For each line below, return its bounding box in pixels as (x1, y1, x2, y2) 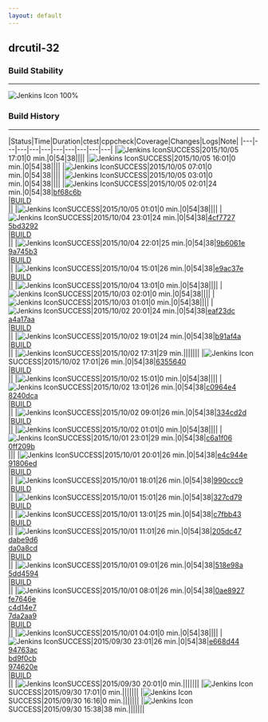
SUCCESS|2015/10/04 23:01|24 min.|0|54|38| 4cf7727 (57, 212, 235, 222)
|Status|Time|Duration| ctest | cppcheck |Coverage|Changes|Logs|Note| (8, 136, 239, 146)
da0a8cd (8, 543, 38, 553)
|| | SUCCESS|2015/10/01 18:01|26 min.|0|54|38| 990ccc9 (8, 475, 243, 485)
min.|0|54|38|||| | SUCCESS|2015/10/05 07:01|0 (8, 161, 213, 172)
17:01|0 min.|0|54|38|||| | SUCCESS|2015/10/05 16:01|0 (8, 153, 236, 163)
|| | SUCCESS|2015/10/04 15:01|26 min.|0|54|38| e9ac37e (8, 263, 244, 273)
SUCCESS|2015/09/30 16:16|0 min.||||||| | (8, 696, 144, 705)
